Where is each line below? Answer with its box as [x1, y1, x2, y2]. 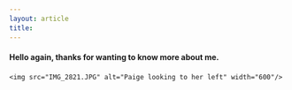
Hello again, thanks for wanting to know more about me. [9, 52, 219, 63]
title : [9, 23, 34, 33]
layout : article [9, 14, 69, 23]
